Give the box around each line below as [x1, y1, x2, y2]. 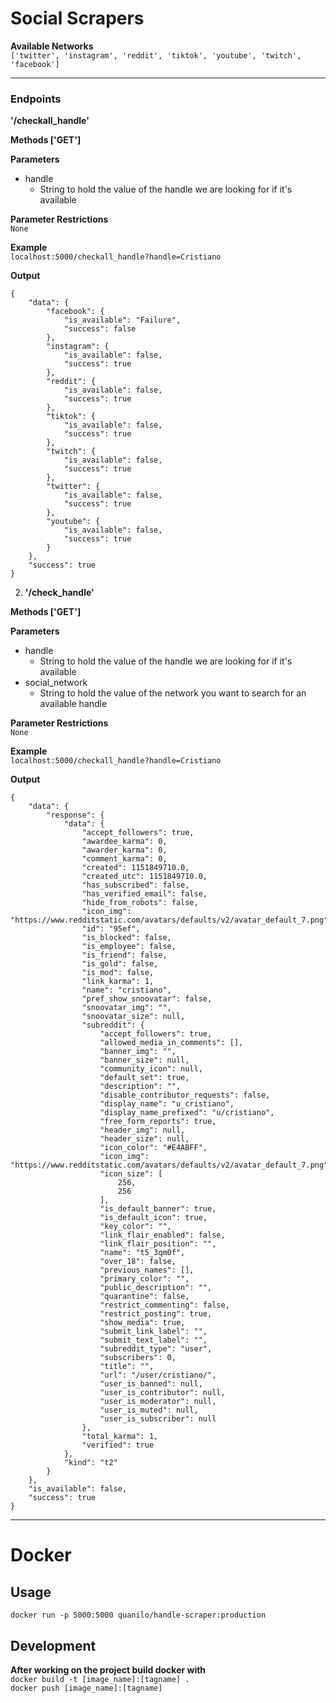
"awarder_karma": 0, [81, 845, 168, 856]
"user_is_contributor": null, [99, 1388, 226, 1398]
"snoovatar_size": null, [81, 1012, 186, 1022]
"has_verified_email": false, [81, 889, 208, 899]
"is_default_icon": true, [99, 1213, 208, 1223]
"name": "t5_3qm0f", [99, 1248, 186, 1258]
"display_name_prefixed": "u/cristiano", [99, 1108, 275, 1118]
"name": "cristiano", [81, 985, 172, 996]
